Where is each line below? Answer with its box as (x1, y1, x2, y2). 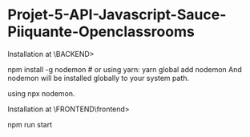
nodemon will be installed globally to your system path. (7, 73, 190, 83)
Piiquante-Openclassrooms (7, 22, 196, 41)
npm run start (7, 119, 53, 129)
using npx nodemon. (7, 88, 75, 98)
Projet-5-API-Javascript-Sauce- (7, 6, 227, 24)
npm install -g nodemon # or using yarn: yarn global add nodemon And (7, 64, 242, 74)
